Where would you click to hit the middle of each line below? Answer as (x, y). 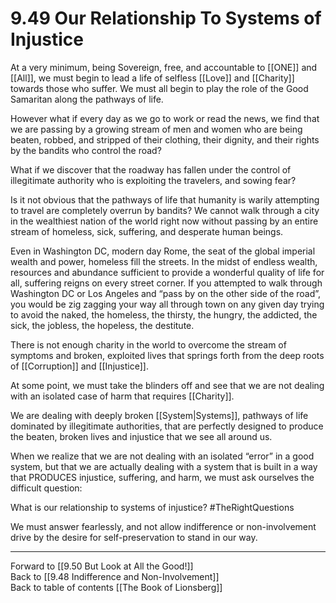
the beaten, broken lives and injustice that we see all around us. (141, 436)
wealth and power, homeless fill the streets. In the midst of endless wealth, (164, 261)
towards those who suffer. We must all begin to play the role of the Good (159, 88)
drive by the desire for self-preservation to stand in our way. (134, 537)
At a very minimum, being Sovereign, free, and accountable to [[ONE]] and (164, 67)
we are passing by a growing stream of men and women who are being (156, 129)
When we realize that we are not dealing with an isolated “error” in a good (162, 456)
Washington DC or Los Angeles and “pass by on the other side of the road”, (166, 293)
